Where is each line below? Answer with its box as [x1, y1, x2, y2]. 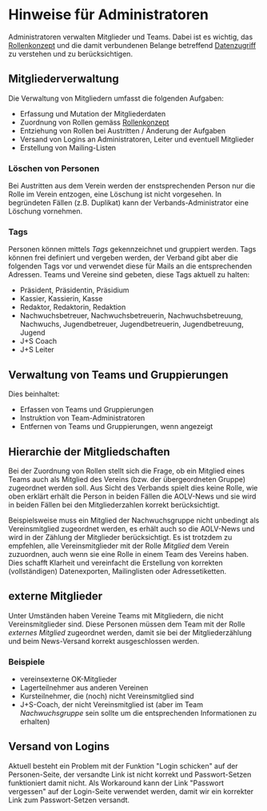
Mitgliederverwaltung [8, 72, 120, 85]
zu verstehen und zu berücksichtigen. [8, 49, 133, 58]
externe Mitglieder [8, 590, 103, 603]
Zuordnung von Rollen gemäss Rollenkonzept [19, 117, 169, 127]
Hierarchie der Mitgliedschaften [8, 445, 170, 459]
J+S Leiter [19, 345, 54, 355]
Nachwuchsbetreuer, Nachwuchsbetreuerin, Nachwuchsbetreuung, [19, 311, 244, 320]
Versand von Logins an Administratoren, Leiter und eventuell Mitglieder [19, 134, 254, 144]
